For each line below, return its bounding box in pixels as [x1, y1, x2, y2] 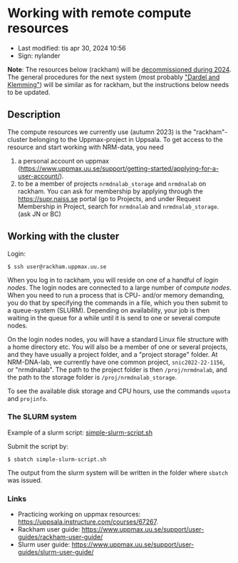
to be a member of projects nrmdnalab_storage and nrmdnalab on [17, 179, 207, 188]
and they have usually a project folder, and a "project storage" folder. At [7, 350, 218, 358]
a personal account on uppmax [17, 156, 109, 165]
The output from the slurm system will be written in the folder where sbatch [7, 468, 228, 477]
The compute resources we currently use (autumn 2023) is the [7, 127, 192, 136]
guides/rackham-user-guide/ [17, 533, 103, 542]
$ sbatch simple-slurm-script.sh [7, 455, 107, 463]
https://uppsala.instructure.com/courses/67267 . [17, 517, 159, 526]
